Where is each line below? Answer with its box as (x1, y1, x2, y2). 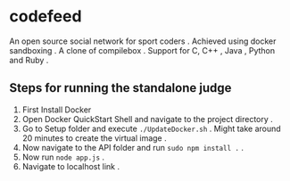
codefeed (9, 6, 82, 27)
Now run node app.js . (21, 152, 105, 162)
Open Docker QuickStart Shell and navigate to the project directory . (21, 113, 274, 124)
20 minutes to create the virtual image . (21, 132, 167, 144)
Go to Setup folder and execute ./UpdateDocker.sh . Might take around (21, 123, 281, 134)
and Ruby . (9, 54, 49, 65)
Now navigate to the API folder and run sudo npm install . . (21, 142, 244, 152)
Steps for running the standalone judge (9, 80, 232, 95)
